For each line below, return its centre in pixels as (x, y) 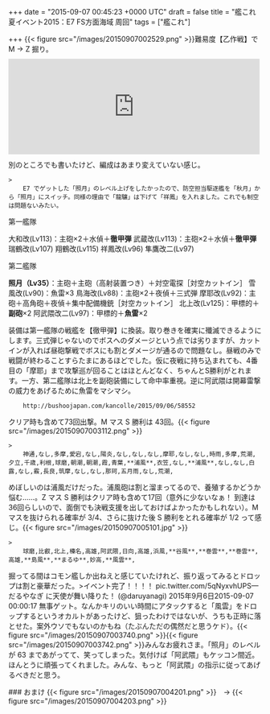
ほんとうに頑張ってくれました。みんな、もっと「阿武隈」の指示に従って (127, 665)
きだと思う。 (43, 675)
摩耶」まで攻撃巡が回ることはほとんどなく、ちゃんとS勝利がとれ (137, 370)
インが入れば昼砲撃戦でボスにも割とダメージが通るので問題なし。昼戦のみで (135, 350)
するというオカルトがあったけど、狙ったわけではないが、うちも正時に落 (142, 616)
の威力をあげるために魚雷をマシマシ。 (72, 390)
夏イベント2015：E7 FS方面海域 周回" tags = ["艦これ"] (100, 22)
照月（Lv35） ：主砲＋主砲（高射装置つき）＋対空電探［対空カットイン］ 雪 (132, 283)
